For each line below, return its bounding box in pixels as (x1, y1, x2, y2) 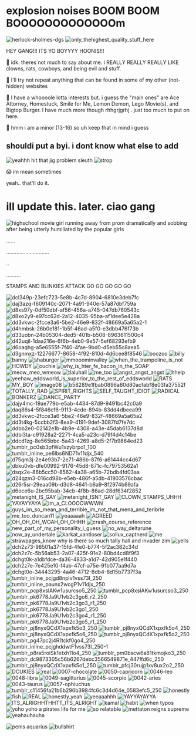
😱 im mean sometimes (6, 168, 62, 175)
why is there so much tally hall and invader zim (57, 537, 171, 544)
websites (26, 82, 48, 89)
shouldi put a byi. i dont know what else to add (6, 141, 179, 151)
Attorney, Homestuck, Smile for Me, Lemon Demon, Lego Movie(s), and (6, 100, 179, 107)
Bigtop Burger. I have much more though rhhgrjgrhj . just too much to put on (6, 106, 190, 113)
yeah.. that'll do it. (6, 179, 50, 186)
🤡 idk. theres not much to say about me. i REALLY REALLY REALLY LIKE (6, 59, 179, 66)
